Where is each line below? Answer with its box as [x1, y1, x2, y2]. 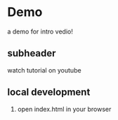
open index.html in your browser [17, 105, 112, 113]
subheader [7, 47, 56, 59]
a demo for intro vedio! [7, 27, 74, 36]
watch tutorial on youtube [7, 66, 82, 74]
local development [7, 87, 91, 98]
